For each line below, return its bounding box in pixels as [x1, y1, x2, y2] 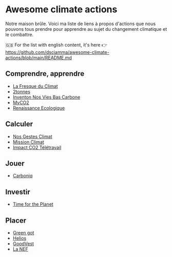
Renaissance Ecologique [12, 105, 65, 111]
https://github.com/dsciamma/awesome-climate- [5, 49, 109, 55]
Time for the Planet [12, 201, 54, 207]
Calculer [5, 120, 33, 129]
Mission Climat [12, 139, 45, 145]
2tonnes [12, 88, 31, 94]
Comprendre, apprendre [5, 69, 85, 78]
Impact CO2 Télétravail [12, 144, 62, 150]
